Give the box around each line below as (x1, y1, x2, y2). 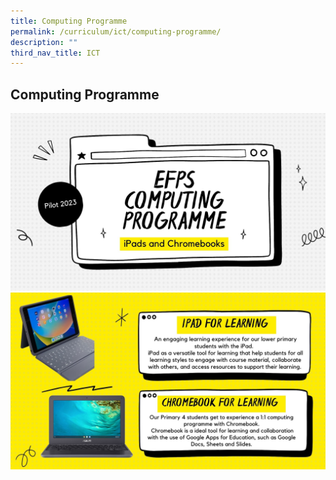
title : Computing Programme (10, 16, 128, 26)
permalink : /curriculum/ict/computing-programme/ (10, 26, 222, 37)
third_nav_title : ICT (10, 48, 101, 58)
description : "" (10, 37, 78, 47)
